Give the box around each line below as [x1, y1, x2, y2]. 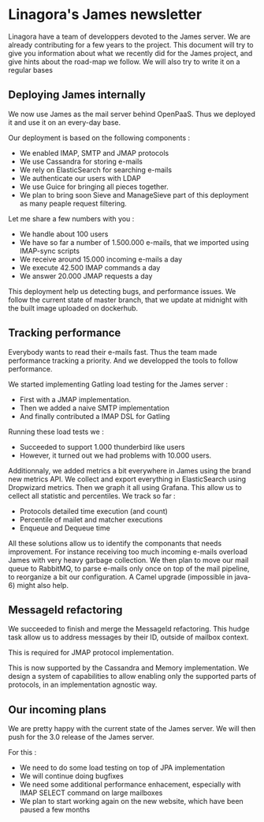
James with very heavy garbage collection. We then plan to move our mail [8, 555, 249, 564]
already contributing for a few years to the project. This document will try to [8, 40, 254, 49]
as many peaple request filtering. [19, 198, 128, 208]
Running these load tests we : [8, 427, 104, 436]
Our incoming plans [8, 703, 106, 716]
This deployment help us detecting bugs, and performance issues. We [8, 286, 236, 296]
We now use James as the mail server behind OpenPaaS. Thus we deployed [8, 109, 256, 119]
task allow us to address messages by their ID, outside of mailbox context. [8, 632, 249, 642]
